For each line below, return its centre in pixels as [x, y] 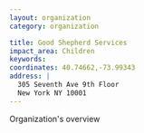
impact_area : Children [52, 51]
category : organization [54, 26]
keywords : [28, 60]
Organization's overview [55, 119]
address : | [30, 76]
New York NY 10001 [53, 93]
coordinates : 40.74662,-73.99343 [72, 68]
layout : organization [50, 18]
